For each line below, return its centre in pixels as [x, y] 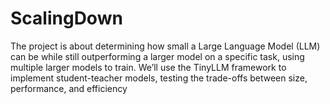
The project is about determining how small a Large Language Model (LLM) [165, 46]
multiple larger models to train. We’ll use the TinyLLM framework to [148, 67]
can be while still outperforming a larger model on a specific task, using [157, 56]
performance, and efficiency [69, 88]
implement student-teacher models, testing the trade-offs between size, [159, 78]
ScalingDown [66, 18]
